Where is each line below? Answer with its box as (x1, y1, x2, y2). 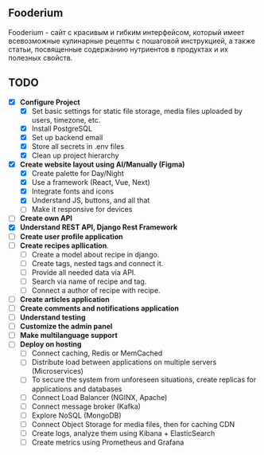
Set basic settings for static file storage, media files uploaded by (31, 106, 243, 116)
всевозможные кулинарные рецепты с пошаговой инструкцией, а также (8, 36, 256, 45)
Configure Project (19, 97, 81, 107)
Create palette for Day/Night (31, 169, 125, 178)
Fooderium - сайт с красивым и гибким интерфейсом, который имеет (8, 27, 245, 37)
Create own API (19, 214, 73, 223)
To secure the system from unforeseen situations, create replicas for (31, 375, 257, 385)
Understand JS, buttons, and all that (31, 195, 150, 206)
